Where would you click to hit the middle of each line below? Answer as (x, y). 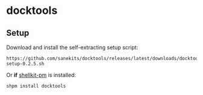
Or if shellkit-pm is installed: (41, 75)
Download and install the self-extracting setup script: (72, 47)
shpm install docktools (36, 86)
